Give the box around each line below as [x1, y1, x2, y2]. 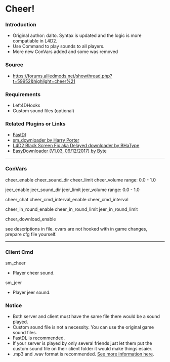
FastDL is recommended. [12, 335, 65, 341]
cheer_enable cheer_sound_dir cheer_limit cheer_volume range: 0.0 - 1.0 [5, 176, 156, 183]
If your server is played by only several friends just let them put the [12, 340, 152, 346]
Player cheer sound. [12, 269, 55, 276]
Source [5, 61, 24, 68]
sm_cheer [5, 260, 26, 266]
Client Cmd [5, 248, 34, 255]
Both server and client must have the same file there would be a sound [12, 313, 160, 320]
